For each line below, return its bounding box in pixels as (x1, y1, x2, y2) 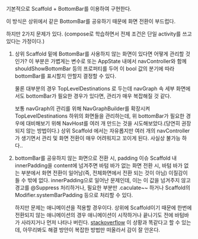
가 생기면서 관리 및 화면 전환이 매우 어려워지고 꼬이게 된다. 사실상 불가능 (14, 135, 181, 141)
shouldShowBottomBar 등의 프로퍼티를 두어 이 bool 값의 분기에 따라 (14, 65, 175, 72)
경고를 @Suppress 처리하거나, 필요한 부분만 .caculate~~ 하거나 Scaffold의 (14, 184, 191, 191)
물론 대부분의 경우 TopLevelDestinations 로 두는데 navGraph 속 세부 (14, 85, 175, 92)
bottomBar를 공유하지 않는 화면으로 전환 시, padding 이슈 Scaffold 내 (14, 154, 177, 162)
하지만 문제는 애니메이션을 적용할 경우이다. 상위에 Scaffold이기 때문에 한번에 (14, 204, 192, 211)
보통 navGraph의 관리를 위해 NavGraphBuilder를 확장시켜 (14, 105, 150, 112)
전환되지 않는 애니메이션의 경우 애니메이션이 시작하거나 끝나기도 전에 (14, 212, 174, 218)
